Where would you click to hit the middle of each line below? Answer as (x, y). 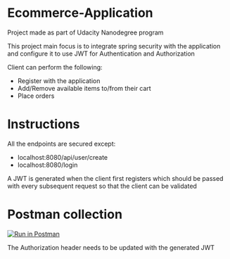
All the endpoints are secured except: (62, 144)
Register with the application (59, 81)
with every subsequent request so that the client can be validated (102, 186)
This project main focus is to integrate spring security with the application (114, 46)
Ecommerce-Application (80, 13)
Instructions (44, 124)
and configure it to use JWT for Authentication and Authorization (101, 53)
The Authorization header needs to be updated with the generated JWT (111, 247)
